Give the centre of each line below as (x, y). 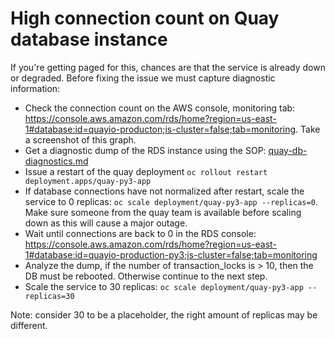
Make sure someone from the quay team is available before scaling (163, 212)
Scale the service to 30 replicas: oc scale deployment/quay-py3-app (164, 286)
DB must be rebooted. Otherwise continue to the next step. (146, 276)
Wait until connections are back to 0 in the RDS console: (140, 233)
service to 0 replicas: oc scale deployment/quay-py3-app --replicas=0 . (171, 201)
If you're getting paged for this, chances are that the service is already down (168, 67)
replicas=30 (49, 296)
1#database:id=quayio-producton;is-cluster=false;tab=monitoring (160, 129)
